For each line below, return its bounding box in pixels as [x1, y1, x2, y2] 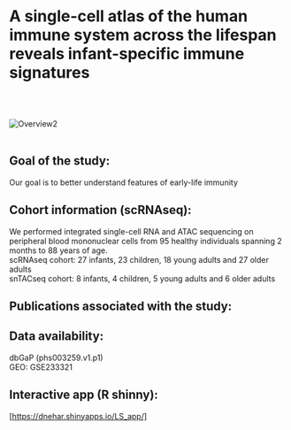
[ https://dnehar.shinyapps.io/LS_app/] [9, 411, 148, 421]
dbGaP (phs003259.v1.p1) [9, 352, 103, 363]
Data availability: [9, 329, 104, 344]
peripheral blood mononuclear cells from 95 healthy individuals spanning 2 [9, 235, 282, 246]
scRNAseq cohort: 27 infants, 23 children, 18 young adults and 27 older [9, 254, 270, 265]
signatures [9, 63, 90, 83]
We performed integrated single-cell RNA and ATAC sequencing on [9, 226, 254, 236]
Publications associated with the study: [9, 298, 233, 313]
